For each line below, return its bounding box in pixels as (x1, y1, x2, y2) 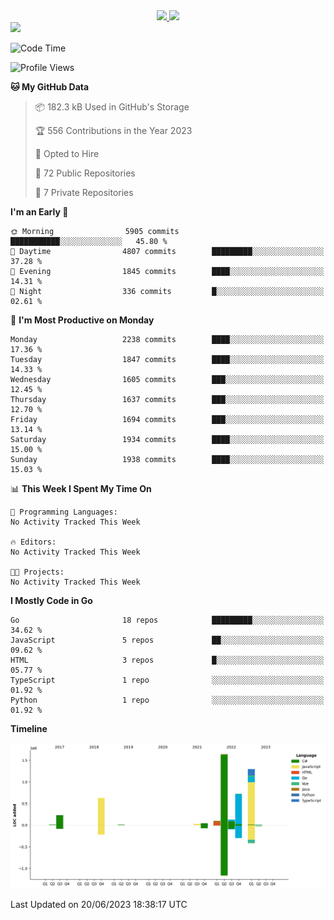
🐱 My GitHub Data (10, 81, 90, 93)
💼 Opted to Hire (34, 148, 100, 159)
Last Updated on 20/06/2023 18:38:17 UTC (10, 898, 188, 910)
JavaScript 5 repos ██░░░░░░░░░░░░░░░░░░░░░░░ (10, 635, 325, 645)
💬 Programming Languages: (10, 507, 118, 517)
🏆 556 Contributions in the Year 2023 (34, 125, 193, 136)
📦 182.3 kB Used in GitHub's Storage (34, 101, 190, 113)
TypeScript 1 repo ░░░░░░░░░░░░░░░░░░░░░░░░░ (10, 675, 325, 685)
